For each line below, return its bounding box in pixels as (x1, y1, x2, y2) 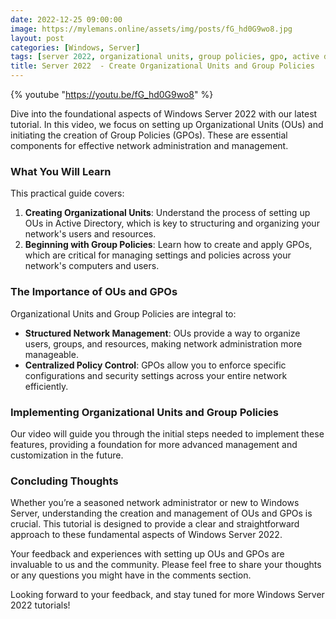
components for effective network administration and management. (10, 140, 289, 151)
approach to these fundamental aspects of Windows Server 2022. (10, 529, 283, 541)
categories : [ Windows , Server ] (10, 42, 141, 53)
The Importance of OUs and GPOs (10, 285, 178, 299)
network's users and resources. (24, 228, 157, 240)
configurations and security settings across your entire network (24, 369, 288, 381)
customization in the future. (10, 449, 124, 461)
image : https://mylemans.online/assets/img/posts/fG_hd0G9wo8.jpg (10, 24, 293, 34)
